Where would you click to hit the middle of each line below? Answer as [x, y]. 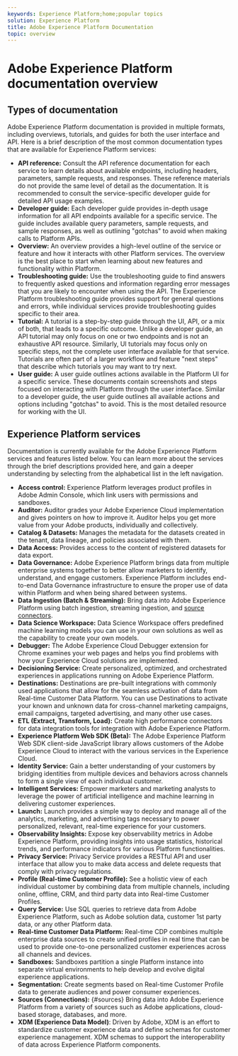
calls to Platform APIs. [50, 239]
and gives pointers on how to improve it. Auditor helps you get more [117, 517]
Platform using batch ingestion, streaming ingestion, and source [111, 608]
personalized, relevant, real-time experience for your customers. [112, 826]
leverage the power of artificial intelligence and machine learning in [116, 796]
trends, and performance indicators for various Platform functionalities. [121, 849]
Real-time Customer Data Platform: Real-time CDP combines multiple [120, 932]
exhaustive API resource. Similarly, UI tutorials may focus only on [112, 344]
